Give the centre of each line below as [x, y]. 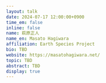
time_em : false [24, 22]
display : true [23, 71]
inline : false [23, 28]
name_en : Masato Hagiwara [37, 39]
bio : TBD [17, 50]
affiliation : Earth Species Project [50, 44]
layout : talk [22, 11]
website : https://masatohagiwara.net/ [53, 55]
